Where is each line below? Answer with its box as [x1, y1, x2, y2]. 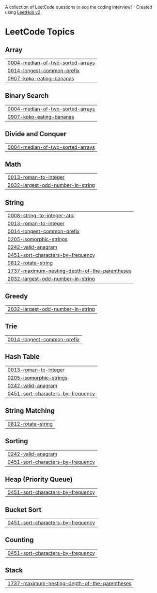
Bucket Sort [5, 506, 42, 514]
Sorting [5, 437, 28, 445]
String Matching [5, 407, 55, 415]
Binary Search [5, 92, 49, 100]
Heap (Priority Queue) [5, 475, 73, 483]
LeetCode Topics [5, 26, 75, 37]
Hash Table [5, 352, 40, 361]
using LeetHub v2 [5, 9, 41, 15]
